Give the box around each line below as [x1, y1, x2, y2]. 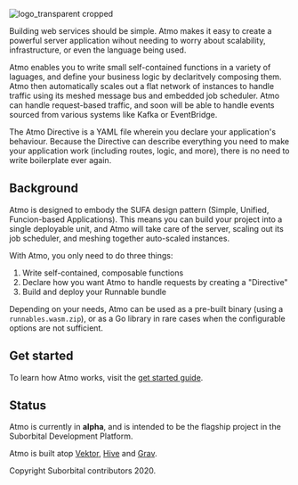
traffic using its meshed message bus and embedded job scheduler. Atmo [9, 90, 280, 101]
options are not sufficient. [9, 322, 104, 333]
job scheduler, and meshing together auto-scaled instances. [9, 233, 230, 243]
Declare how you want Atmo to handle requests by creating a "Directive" [21, 276, 288, 287]
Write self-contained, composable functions [21, 267, 184, 278]
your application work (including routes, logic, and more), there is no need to [9, 145, 290, 156]
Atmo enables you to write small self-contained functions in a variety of [9, 62, 271, 72]
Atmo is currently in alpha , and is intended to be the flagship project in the [9, 422, 282, 432]
